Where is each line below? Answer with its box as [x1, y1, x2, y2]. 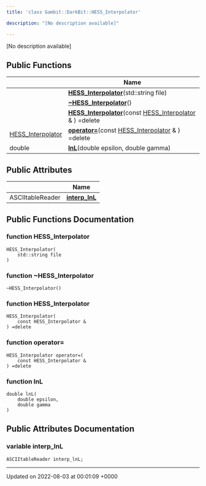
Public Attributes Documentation [6, 424, 135, 434]
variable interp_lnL [6, 442, 63, 451]
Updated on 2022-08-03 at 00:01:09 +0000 [6, 472, 118, 480]
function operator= [6, 338, 64, 347]
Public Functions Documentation [6, 214, 134, 225]
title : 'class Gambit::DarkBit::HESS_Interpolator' [6, 9, 141, 15]
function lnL [6, 377, 43, 385]
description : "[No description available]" [6, 20, 120, 26]
